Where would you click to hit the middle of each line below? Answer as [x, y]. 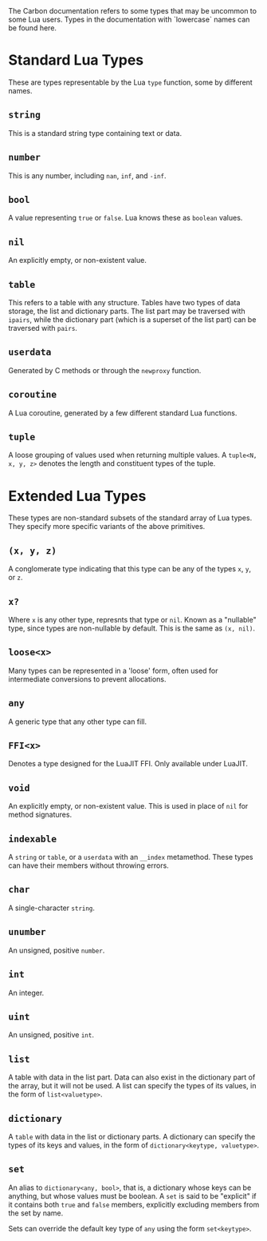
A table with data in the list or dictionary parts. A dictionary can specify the [132, 1136]
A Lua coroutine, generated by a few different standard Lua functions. [123, 412]
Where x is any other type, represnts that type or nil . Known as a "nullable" [132, 620]
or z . [16, 578]
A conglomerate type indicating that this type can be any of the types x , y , [130, 569]
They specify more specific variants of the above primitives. [107, 527]
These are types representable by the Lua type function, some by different [130, 82]
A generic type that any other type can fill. [78, 722]
